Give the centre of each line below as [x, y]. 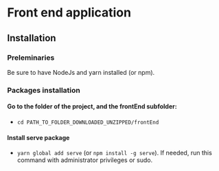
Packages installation [44, 90]
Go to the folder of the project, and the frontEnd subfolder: [92, 106]
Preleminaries [31, 58]
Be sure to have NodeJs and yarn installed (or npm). [81, 72]
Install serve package [38, 137]
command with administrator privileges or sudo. [85, 160]
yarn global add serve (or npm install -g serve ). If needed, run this [115, 153]
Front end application [69, 13]
